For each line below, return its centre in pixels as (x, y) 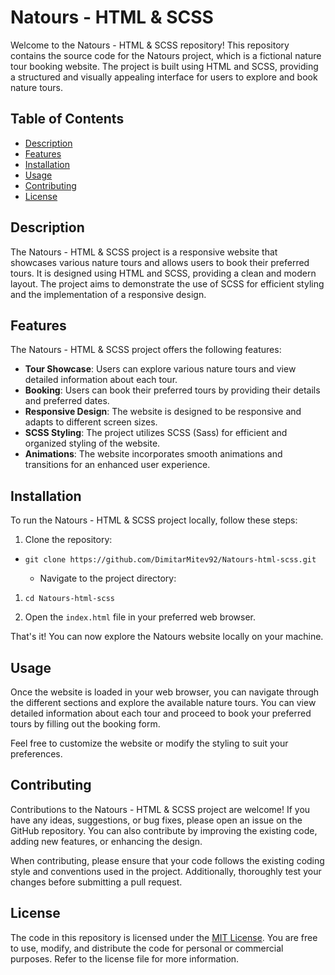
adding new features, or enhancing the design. (106, 841)
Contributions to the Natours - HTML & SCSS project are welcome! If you (160, 809)
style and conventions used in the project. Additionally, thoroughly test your (166, 871)
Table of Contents (67, 119)
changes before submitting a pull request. (96, 882)
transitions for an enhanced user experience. (117, 465)
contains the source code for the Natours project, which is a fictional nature (166, 55)
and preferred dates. (67, 401)
